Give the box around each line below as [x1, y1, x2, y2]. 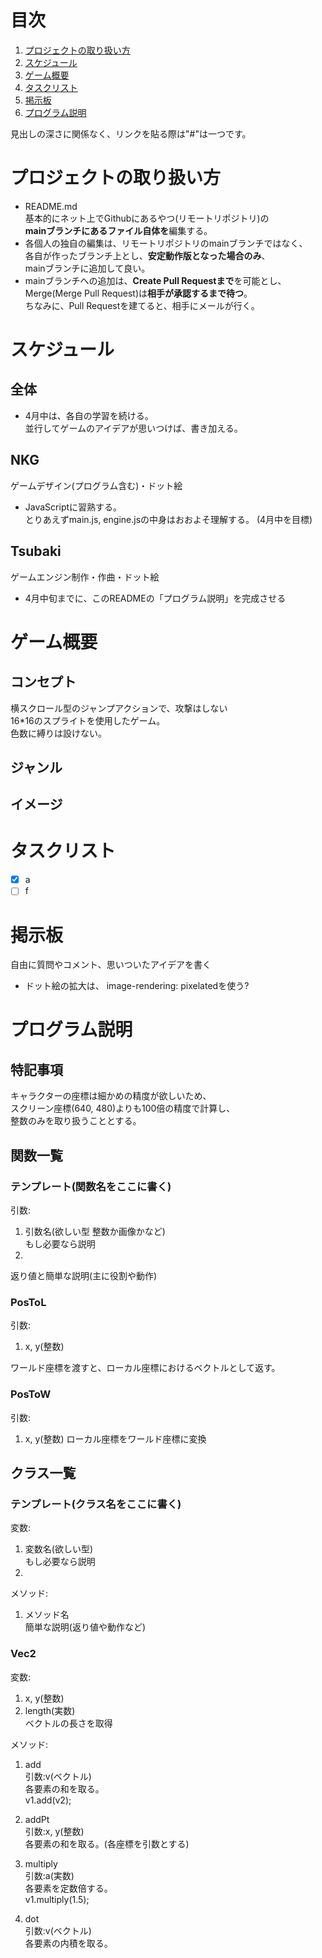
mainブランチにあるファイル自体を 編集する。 [24, 224, 213, 236]
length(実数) [24, 1704, 76, 1716]
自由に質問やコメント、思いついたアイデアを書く [10, 959, 212, 971]
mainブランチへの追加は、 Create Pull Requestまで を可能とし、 [24, 274, 287, 286]
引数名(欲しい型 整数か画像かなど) [24, 1225, 166, 1237]
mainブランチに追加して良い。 [24, 262, 151, 274]
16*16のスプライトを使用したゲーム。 [10, 714, 166, 726]
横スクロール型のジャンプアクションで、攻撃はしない [10, 702, 228, 714]
